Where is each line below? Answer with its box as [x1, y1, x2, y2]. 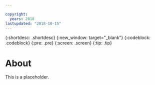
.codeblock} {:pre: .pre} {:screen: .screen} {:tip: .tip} [5, 40, 112, 46]
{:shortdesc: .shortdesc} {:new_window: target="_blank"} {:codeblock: [5, 34, 151, 40]
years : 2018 [9, 16, 35, 21]
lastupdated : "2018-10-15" [5, 21, 61, 26]
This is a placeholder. [5, 74, 49, 80]
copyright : [5, 11, 28, 16]
